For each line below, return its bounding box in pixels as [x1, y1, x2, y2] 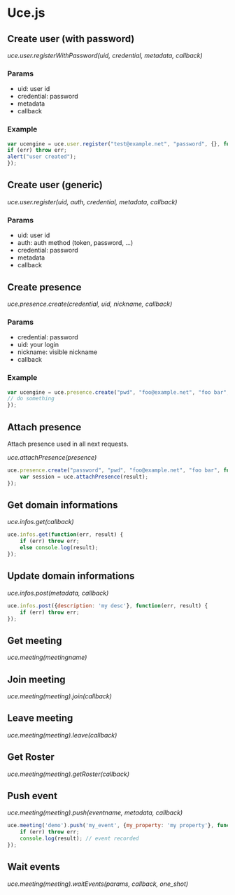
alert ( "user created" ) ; [7, 153, 77, 160]
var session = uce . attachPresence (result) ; [20, 473, 149, 480]
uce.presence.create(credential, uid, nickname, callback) [7, 299, 173, 309]
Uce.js [7, 5, 45, 21]
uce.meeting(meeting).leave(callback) [7, 731, 117, 739]
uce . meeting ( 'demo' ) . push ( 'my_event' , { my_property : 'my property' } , [7, 822, 215, 829]
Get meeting [7, 635, 62, 647]
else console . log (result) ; [20, 544, 99, 551]
